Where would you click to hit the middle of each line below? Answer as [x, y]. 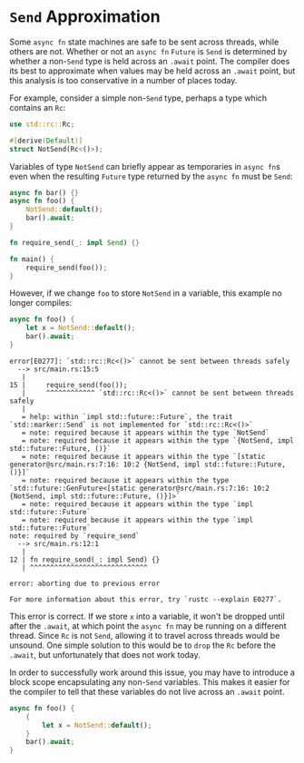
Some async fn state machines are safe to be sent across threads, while [144, 42]
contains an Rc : [38, 107]
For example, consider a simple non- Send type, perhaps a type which [138, 98]
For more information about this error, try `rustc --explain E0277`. [146, 599]
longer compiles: [41, 303]
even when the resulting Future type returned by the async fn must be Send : [151, 176]
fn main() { [32, 259]
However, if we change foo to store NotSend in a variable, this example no [146, 293]
